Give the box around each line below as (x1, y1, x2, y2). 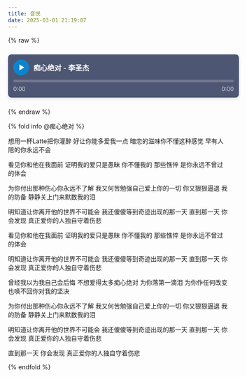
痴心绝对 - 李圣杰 (33, 63, 90, 73)
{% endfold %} (8, 362, 51, 371)
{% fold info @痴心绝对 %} (8, 121, 85, 130)
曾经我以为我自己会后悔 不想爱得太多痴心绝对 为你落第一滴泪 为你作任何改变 (8, 278, 228, 286)
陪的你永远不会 (8, 145, 51, 154)
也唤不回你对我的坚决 (8, 287, 69, 295)
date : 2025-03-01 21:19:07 (8, 17, 87, 24)
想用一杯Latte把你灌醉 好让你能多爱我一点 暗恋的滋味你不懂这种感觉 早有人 (8, 137, 224, 145)
